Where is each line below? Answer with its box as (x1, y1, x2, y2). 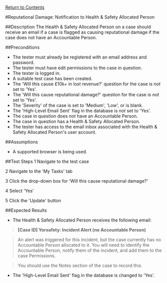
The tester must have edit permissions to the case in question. (12, 65, 142, 71)
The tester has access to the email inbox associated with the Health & (12, 124, 157, 130)
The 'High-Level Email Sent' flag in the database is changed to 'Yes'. (12, 272, 155, 278)
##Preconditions (5, 44, 40, 50)
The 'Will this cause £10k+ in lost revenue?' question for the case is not (12, 81, 160, 87)
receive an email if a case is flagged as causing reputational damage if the (5, 29, 160, 35)
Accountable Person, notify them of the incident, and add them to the (17, 247, 162, 253)
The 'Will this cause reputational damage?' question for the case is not (12, 92, 159, 97)
